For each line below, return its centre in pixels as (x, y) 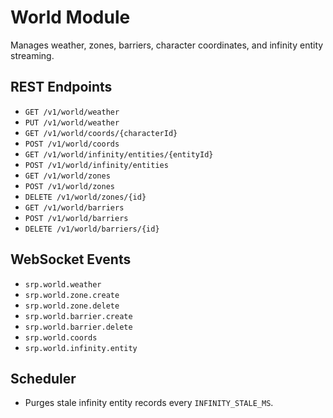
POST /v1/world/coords (72, 144)
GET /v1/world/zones (67, 176)
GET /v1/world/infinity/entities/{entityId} (119, 154)
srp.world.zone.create (72, 295)
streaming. (32, 55)
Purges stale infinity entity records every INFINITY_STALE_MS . (149, 403)
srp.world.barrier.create (78, 316)
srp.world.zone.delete (72, 306)
